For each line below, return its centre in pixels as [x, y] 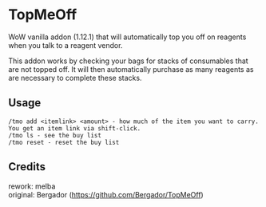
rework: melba [32, 186]
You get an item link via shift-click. [75, 128]
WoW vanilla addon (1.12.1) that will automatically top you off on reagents [127, 37]
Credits [27, 167]
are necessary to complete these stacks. [75, 78]
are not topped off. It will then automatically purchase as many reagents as [131, 69]
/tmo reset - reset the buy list [64, 142]
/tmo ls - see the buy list [55, 135]
